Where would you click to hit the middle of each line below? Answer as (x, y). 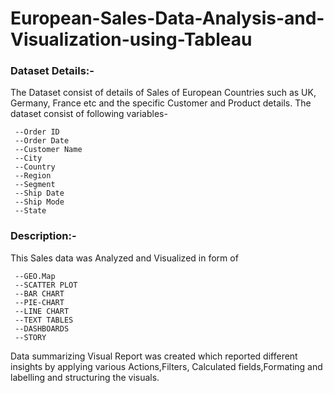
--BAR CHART (39, 293)
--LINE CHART (42, 311)
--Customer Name (48, 150)
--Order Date (42, 141)
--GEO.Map (35, 276)
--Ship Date (39, 193)
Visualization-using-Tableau (131, 39)
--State (30, 211)
